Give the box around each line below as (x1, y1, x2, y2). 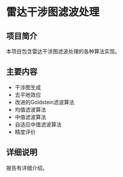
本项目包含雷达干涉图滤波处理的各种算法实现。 (6, 48, 120, 55)
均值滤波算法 (14, 106, 46, 113)
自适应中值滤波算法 (14, 121, 62, 128)
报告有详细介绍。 (6, 164, 48, 171)
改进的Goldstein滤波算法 (14, 99, 75, 106)
